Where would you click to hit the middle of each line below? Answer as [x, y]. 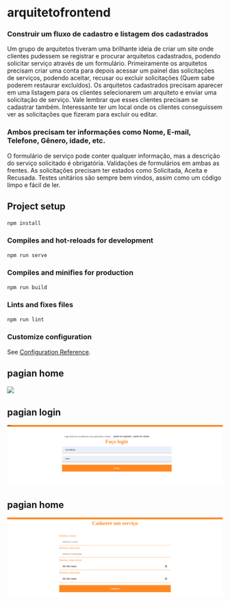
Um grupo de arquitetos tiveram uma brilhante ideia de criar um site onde [111, 49]
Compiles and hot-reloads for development [80, 240]
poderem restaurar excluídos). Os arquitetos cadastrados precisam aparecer [115, 85]
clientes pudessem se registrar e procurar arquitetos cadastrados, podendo [114, 56]
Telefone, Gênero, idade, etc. [56, 140]
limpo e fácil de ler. [34, 185]
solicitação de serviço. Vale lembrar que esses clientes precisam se [103, 100]
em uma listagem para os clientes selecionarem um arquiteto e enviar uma [112, 93]
